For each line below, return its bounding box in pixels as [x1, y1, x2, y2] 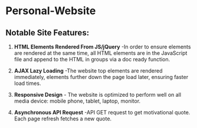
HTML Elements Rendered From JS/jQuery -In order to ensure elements [14, 43, 191, 50]
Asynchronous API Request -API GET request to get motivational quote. [14, 109, 191, 116]
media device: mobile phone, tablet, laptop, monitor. [14, 97, 141, 104]
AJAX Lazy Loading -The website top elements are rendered [14, 67, 163, 74]
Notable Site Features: [5, 28, 90, 38]
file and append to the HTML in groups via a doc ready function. [14, 56, 170, 63]
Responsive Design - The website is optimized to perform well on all [14, 91, 181, 98]
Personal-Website [5, 4, 96, 18]
